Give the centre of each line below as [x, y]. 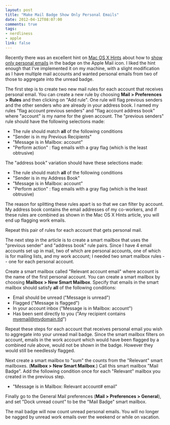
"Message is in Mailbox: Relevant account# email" [65, 386]
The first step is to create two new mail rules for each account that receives [84, 89]
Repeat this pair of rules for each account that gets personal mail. [74, 230]
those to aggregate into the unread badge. [49, 79]
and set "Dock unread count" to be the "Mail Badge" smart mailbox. [76, 402]
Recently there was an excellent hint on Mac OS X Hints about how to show [84, 57]
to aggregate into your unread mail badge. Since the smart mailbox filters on [85, 334]
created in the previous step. [35, 376]
